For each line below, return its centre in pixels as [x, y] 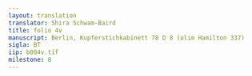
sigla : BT [25, 45]
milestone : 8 [30, 60]
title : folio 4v [35, 30]
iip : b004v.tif [34, 52]
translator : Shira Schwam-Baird [62, 23]
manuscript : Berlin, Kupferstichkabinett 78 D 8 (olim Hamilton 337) [127, 38]
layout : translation [43, 15]
